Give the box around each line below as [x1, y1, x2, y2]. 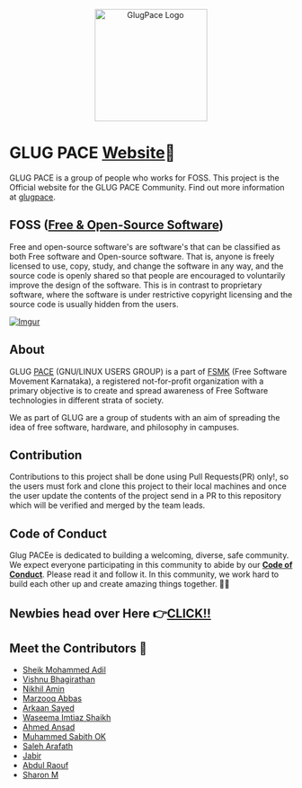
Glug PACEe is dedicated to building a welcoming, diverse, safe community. [9, 550, 289, 561]
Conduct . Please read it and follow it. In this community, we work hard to [9, 569, 280, 580]
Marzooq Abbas [22, 693, 83, 704]
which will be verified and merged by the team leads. [9, 500, 206, 511]
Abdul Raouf [22, 760, 69, 771]
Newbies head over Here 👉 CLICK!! [9, 606, 211, 621]
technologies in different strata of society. [9, 394, 164, 405]
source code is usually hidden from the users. [9, 298, 179, 309]
